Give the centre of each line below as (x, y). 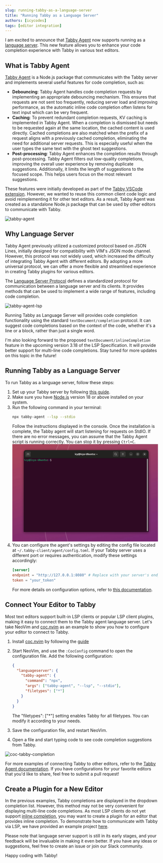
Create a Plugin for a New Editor (54, 789)
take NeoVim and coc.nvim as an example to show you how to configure (77, 627)
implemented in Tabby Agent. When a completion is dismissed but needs (85, 123)
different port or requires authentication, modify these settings (74, 555)
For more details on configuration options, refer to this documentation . (82, 589)
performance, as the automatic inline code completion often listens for (82, 107)
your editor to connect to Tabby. (37, 632)
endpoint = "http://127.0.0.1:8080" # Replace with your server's (81, 575)
